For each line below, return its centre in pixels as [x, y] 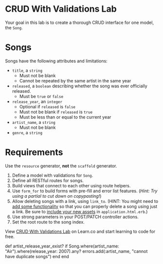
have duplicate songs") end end [37, 256]
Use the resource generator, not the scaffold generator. [61, 166]
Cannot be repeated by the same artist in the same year [75, 81]
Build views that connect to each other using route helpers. [71, 185]
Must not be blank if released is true [56, 112]
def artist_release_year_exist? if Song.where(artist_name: [62, 246]
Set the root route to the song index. [48, 222]
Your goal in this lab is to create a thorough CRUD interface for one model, [80, 22]
